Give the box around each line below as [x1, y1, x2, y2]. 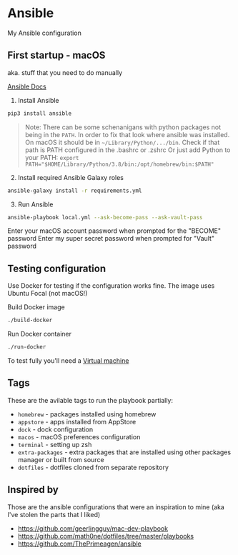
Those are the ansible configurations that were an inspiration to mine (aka [7, 502, 225, 511]
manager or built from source [17, 455, 105, 464]
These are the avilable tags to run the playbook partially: [7, 396, 174, 404]
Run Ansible [17, 200, 54, 209]
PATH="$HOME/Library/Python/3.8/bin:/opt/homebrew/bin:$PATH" [24, 161, 214, 168]
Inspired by [7, 484, 59, 496]
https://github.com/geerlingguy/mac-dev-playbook [17, 524, 169, 533]
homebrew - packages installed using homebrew [17, 409, 157, 419]
